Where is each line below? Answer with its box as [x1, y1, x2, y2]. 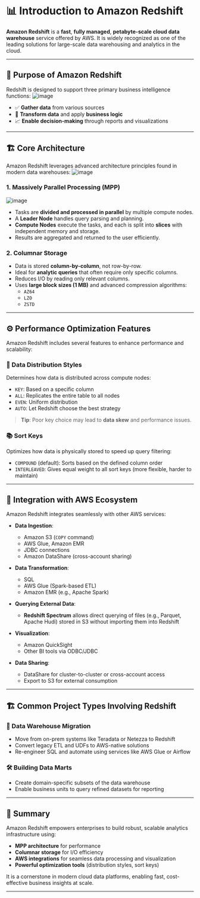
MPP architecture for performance [14, 842, 101, 850]
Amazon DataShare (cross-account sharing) [23, 553, 132, 560]
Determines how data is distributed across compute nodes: [6, 374, 151, 381]
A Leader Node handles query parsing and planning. [14, 215, 144, 222]
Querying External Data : [14, 600, 76, 607]
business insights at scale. [29, 879, 94, 887]
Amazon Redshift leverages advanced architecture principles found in [6, 162, 177, 169]
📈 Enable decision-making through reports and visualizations [14, 117, 168, 124]
